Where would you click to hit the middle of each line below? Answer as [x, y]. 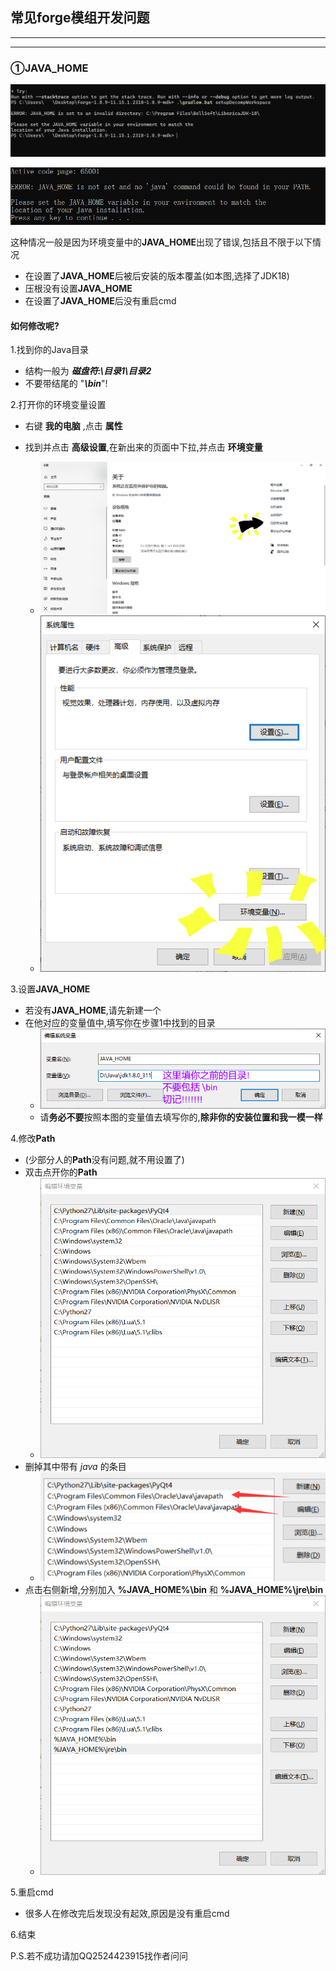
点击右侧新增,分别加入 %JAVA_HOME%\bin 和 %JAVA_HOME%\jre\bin [174, 1589]
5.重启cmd [32, 1892]
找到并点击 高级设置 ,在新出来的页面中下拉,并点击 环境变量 [143, 447]
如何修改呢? [35, 325]
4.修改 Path [33, 1138]
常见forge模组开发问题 [80, 18]
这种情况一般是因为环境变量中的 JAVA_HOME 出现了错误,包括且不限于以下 [161, 242]
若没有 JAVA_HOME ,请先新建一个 [93, 1010]
